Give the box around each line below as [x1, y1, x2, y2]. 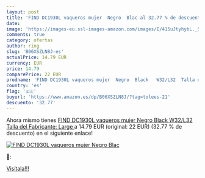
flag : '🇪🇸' [6, 88, 37, 94]
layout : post [6, 9, 40, 15]
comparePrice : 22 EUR [6, 71, 62, 77]
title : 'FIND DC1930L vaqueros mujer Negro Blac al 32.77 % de [6, 15, 176, 21]
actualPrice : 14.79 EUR [6, 54, 67, 60]
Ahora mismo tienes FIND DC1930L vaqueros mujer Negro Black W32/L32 [6, 116, 193, 124]
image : [6, 26, 23, 32]
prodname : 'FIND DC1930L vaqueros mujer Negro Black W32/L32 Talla [6, 77, 195, 83]
